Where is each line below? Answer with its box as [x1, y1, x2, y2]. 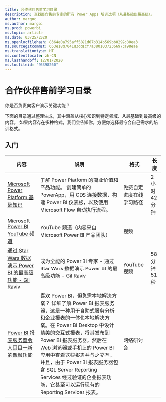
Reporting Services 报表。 [40, 389, 101, 396]
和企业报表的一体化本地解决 [40, 314, 105, 321]
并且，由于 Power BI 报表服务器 [40, 359, 114, 366]
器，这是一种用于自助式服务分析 [40, 307, 115, 314]
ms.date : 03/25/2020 [5, 35, 48, 40]
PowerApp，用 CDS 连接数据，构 [40, 191, 117, 198]
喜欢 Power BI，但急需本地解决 [40, 292, 112, 299]
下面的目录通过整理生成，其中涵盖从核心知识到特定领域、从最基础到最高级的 [5, 113, 161, 119]
